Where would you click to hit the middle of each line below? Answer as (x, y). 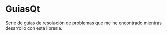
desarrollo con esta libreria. (34, 28)
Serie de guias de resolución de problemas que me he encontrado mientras (84, 23)
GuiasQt (23, 9)
